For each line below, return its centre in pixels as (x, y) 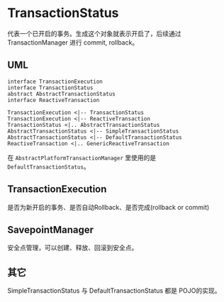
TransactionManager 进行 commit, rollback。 (73, 42)
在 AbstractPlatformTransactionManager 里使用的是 (82, 157)
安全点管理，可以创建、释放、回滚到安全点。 (73, 248)
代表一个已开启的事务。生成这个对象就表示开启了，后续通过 (94, 33)
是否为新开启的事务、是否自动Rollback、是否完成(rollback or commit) (108, 207)
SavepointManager (51, 229)
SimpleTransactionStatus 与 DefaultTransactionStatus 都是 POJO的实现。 (114, 291)
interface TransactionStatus (50, 88)
